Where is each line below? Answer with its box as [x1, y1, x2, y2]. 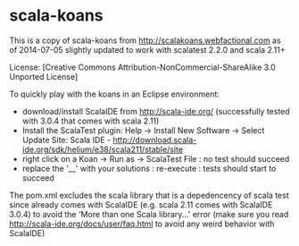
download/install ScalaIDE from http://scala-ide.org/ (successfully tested [21, 106, 290, 116]
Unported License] [9, 71, 79, 81]
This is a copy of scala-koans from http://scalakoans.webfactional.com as [9, 35, 281, 46]
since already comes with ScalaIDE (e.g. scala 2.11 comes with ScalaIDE [9, 199, 273, 210]
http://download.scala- [112, 134, 197, 145]
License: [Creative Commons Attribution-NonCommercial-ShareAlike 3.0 [9, 62, 277, 72]
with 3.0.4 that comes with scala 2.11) [21, 115, 160, 126]
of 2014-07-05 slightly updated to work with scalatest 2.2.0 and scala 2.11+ [9, 44, 286, 55]
